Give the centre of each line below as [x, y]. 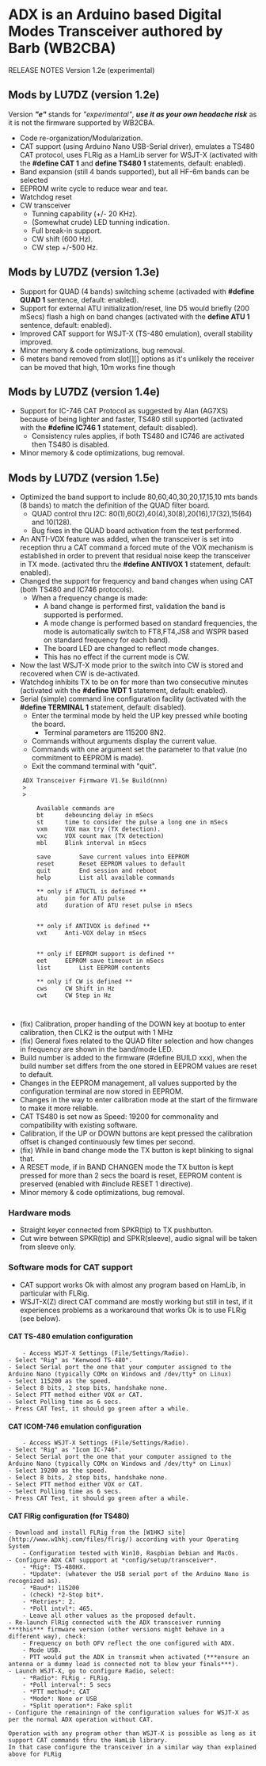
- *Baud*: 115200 [51, 1588]
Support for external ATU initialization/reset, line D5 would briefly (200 [134, 308]
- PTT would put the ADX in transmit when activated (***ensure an [136, 1658]
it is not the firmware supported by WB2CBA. [82, 122]
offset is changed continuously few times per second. [107, 1142]
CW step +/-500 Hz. [65, 247]
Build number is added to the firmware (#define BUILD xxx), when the [133, 1058]
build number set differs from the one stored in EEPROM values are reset [138, 1066]
